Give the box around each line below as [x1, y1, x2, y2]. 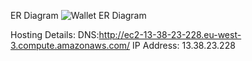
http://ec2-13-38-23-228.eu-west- [98, 29, 242, 40]
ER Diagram [10, 10, 59, 21]
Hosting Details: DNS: [10, 29, 100, 40]
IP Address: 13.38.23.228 [132, 40, 236, 51]
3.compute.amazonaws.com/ [10, 40, 131, 51]
